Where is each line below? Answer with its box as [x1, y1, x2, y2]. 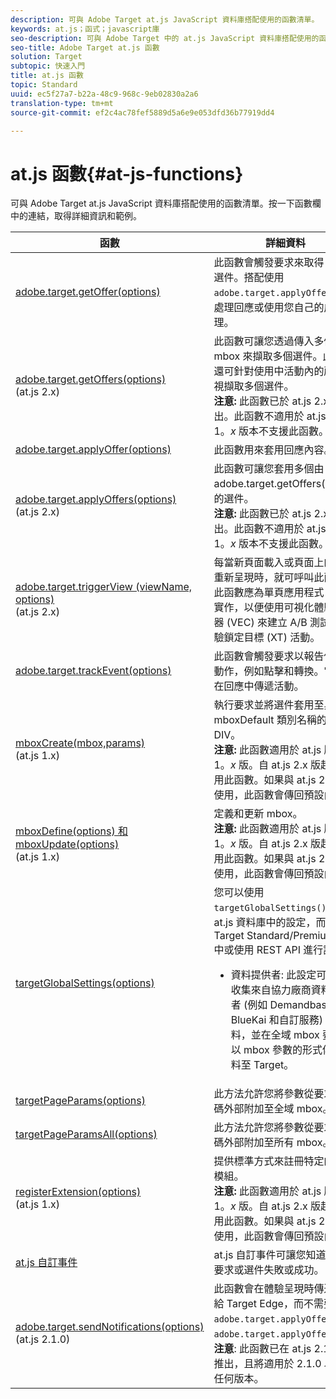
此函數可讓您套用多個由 [213, 462, 325, 476]
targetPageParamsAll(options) [15, 1127, 158, 1141]
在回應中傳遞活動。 [213, 679, 305, 693]
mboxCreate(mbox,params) [15, 736, 146, 750]
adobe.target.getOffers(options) [15, 372, 167, 386]
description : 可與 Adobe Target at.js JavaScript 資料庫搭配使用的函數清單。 [10, 14, 320, 25]
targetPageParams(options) [15, 1094, 146, 1108]
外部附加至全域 [223, 1102, 295, 1116]
